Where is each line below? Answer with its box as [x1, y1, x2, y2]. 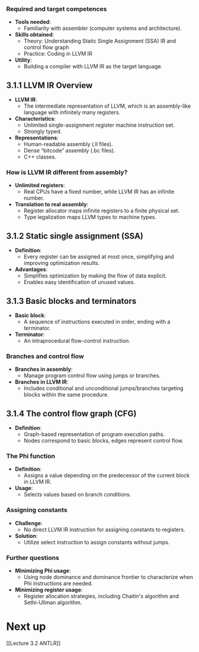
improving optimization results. [23, 260, 100, 267]
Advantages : [14, 266, 48, 273]
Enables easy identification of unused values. [23, 279, 135, 286]
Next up [6, 620, 46, 633]
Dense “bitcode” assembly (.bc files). [23, 147, 116, 154]
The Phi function [6, 452, 55, 461]
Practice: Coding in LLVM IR [23, 50, 92, 57]
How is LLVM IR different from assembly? [6, 168, 128, 176]
